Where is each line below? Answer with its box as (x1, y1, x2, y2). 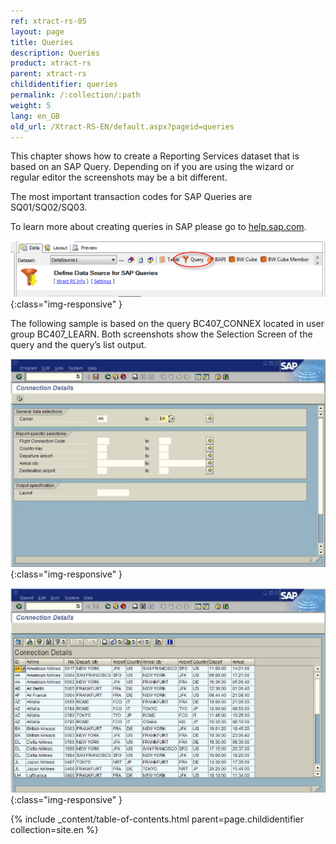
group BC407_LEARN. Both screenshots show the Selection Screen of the (10, 328, 313, 340)
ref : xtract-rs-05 (10, 16, 87, 26)
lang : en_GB (10, 111, 60, 121)
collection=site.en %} (10, 823, 99, 835)
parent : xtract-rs (10, 69, 87, 79)
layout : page (10, 26, 65, 37)
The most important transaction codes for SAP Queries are (10, 191, 253, 203)
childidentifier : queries (10, 80, 118, 90)
